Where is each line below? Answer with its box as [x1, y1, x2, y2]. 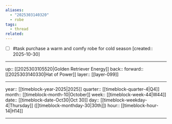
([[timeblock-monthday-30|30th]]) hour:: [34, 102, 120, 109]
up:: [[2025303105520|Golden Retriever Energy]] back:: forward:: [5, 66, 144, 72]
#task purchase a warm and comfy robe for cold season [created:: [12, 46, 153, 51]
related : [5, 31, 24, 36]
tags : [5, 22, 17, 27]
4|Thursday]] [5, 102, 33, 109]
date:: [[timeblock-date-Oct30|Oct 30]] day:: [5, 97, 100, 103]
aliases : [5, 7, 24, 13]
